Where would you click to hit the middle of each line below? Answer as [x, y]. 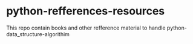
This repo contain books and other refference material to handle [86, 28]
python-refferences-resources [86, 11]
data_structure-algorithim [38, 34]
